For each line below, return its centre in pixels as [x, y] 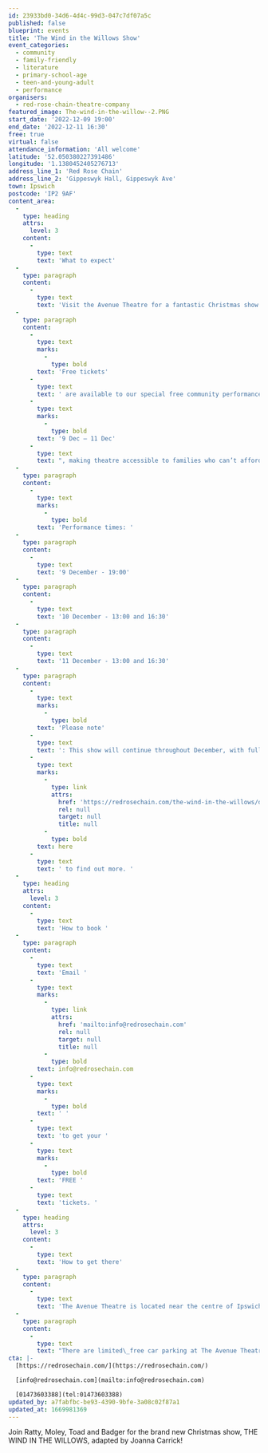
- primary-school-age [51, 75]
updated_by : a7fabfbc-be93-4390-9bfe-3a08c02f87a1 [94, 1402]
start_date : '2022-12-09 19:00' [62, 120]
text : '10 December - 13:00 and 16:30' [103, 616]
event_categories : [39, 45]
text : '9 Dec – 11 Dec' [76, 438]
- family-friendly [46, 61]
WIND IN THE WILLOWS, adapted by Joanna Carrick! [96, 1440]
